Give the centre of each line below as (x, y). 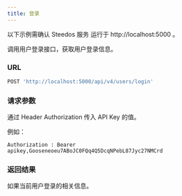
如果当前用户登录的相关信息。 (50, 186)
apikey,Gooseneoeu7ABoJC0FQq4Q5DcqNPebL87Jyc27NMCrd (85, 151)
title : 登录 (23, 14)
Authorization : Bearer (42, 145)
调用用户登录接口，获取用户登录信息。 (62, 48)
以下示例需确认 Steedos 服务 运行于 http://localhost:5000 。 (93, 34)
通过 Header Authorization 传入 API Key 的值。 (74, 117)
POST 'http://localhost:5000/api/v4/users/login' (81, 81)
